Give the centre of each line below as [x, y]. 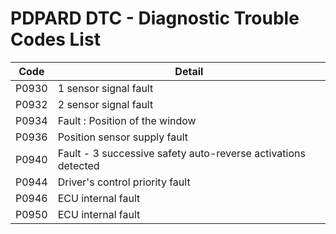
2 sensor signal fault [105, 104]
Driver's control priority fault [124, 182]
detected [78, 165]
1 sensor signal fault [105, 88]
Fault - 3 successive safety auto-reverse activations [181, 153]
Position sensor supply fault [123, 137]
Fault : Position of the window [127, 120]
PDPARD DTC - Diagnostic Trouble [155, 18]
